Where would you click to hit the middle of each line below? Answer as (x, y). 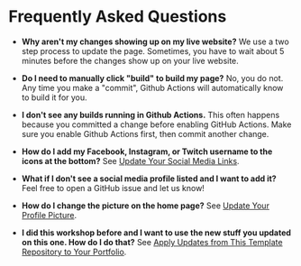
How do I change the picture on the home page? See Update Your (145, 206)
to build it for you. (54, 97)
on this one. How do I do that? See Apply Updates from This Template (152, 242)
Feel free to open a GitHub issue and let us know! (113, 188)
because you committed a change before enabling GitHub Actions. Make (156, 124)
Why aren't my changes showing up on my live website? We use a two (155, 41)
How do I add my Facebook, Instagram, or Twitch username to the (147, 151)
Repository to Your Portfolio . (74, 252)
